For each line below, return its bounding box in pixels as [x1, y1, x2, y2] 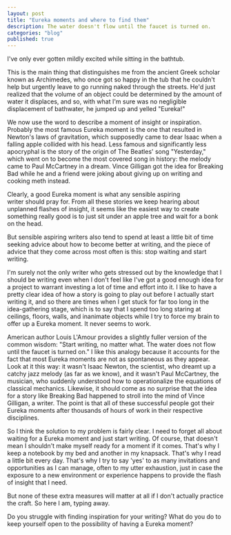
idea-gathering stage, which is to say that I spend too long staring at [7, 305, 201, 313]
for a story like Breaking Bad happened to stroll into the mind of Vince [7, 391, 205, 400]
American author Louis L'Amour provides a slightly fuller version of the [7, 333, 207, 342]
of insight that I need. [7, 478, 68, 487]
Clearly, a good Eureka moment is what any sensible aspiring [7, 191, 181, 199]
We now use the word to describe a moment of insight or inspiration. [7, 118, 202, 126]
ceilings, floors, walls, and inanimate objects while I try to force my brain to [7, 312, 220, 321]
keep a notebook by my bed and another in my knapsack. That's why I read [7, 449, 221, 458]
